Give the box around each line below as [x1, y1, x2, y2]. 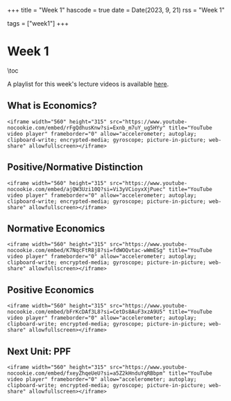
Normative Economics [7, 222, 105, 234]
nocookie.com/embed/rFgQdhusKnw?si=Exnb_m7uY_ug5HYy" [7, 124, 166, 131]
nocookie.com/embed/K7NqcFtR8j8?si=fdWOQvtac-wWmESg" [7, 247, 166, 254]
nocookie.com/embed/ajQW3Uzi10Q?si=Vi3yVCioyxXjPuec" [7, 186, 166, 193]
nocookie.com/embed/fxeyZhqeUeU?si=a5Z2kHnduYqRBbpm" [7, 370, 166, 377]
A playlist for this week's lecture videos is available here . [7, 80, 169, 88]
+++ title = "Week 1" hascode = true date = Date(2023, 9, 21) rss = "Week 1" [7, 6, 225, 14]
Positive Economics [7, 284, 94, 296]
